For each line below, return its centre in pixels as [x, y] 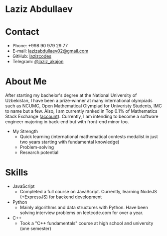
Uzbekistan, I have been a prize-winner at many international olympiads [79, 101]
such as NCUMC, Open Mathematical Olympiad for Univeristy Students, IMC [83, 106]
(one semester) [35, 229]
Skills [17, 173]
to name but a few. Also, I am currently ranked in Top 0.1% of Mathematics [82, 111]
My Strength [25, 131]
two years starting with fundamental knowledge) [70, 142]
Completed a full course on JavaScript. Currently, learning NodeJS [88, 192]
